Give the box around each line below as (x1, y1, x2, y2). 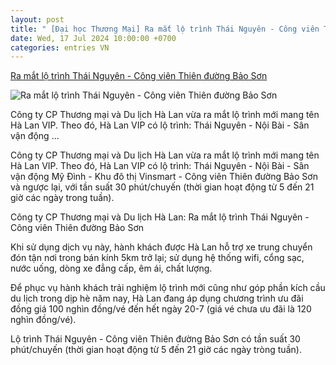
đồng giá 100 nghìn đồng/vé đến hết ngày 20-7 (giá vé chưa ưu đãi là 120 (10, 303, 312, 315)
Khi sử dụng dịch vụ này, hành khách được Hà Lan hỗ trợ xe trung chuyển (10, 241, 313, 253)
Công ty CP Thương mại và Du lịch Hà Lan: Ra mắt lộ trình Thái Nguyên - (10, 211, 310, 223)
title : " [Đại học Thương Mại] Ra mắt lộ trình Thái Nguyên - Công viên (10, 24, 320, 34)
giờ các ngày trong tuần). (10, 192, 115, 204)
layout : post (10, 14, 65, 25)
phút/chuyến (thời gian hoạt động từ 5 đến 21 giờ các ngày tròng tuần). (10, 344, 302, 356)
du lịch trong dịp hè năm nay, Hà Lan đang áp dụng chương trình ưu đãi (10, 292, 304, 305)
